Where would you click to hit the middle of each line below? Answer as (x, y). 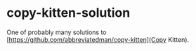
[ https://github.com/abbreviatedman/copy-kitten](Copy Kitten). (98, 39)
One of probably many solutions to (57, 32)
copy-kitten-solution (68, 13)
